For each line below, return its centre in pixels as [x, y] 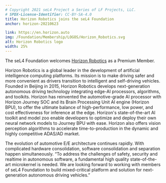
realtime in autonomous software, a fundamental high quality [67, 159]
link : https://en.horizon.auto [37, 33]
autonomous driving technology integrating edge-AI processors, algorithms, [83, 91]
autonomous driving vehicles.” [59, 175]
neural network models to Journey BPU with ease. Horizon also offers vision [83, 123]
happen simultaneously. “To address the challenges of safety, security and [81, 154]
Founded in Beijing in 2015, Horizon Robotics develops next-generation [78, 86]
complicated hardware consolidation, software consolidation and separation [83, 148]
